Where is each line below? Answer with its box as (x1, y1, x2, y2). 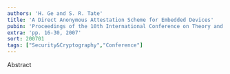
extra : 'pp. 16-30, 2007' (7, 29, 81, 36)
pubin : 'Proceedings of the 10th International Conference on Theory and (7, 23, 224, 29)
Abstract (7, 61, 32, 69)
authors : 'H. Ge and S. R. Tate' (7, 10, 103, 17)
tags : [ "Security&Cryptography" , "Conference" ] (7, 42, 143, 49)
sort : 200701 (7, 36, 45, 42)
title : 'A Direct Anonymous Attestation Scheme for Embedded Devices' (7, 16, 214, 23)
